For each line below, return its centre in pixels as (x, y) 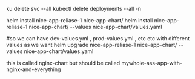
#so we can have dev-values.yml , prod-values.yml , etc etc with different (98, 38)
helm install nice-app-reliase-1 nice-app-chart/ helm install (80, 20)
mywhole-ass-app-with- (152, 63)
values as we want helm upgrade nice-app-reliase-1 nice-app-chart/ (92, 45)
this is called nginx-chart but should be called (63, 63)
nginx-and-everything (34, 69)
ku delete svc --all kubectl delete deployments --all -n (74, 9)
